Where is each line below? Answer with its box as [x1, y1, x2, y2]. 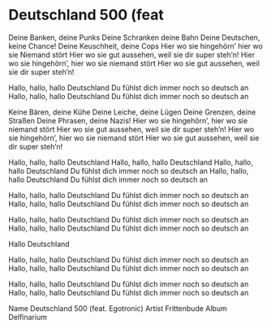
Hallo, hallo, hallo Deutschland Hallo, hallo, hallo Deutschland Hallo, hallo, [8, 157, 254, 167]
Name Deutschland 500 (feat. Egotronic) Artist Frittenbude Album [8, 303, 227, 313]
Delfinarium [8, 312, 47, 322]
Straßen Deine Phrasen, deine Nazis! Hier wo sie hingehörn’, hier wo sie [8, 115, 248, 125]
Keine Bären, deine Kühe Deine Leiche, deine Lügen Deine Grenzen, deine [8, 107, 256, 117]
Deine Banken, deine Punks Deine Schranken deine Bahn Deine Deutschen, [8, 32, 260, 42]
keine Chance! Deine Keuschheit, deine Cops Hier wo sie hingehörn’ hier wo [8, 41, 264, 50]
